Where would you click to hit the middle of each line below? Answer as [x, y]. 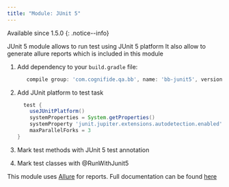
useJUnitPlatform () [57, 111]
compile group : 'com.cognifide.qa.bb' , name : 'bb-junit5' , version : [126, 79]
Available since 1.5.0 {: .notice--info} [58, 33]
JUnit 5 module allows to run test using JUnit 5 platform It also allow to [107, 46]
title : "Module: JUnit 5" [44, 13]
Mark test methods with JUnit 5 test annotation [83, 150]
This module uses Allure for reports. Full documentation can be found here [112, 176]
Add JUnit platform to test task [60, 92]
